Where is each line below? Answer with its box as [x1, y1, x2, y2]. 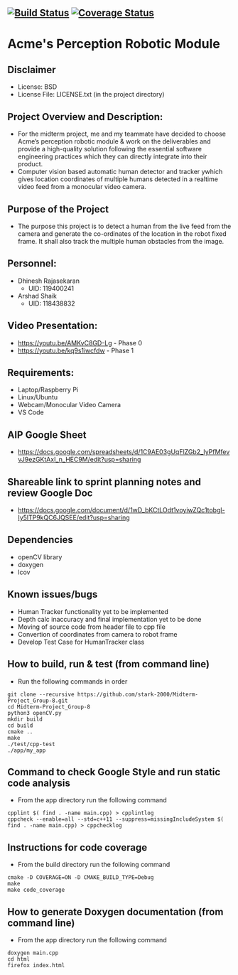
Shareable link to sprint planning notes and [7, 475, 201, 487]
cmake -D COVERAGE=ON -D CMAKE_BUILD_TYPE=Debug [7, 874, 154, 881]
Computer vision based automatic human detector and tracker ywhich [17, 168, 223, 176]
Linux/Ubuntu [17, 393, 58, 402]
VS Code [17, 408, 44, 416]
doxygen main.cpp [7, 949, 59, 957]
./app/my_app [7, 747, 46, 754]
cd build [7, 722, 33, 729]
